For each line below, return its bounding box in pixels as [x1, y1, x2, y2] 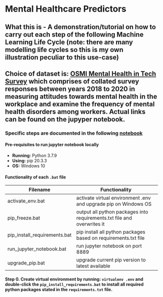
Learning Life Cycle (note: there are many [5, 38, 133, 46]
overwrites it [76, 221, 105, 227]
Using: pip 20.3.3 [12, 158, 47, 164]
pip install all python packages [76, 228, 146, 235]
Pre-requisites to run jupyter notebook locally [5, 142, 99, 148]
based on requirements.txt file [76, 235, 145, 242]
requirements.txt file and [76, 215, 132, 222]
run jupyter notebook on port [76, 243, 142, 249]
